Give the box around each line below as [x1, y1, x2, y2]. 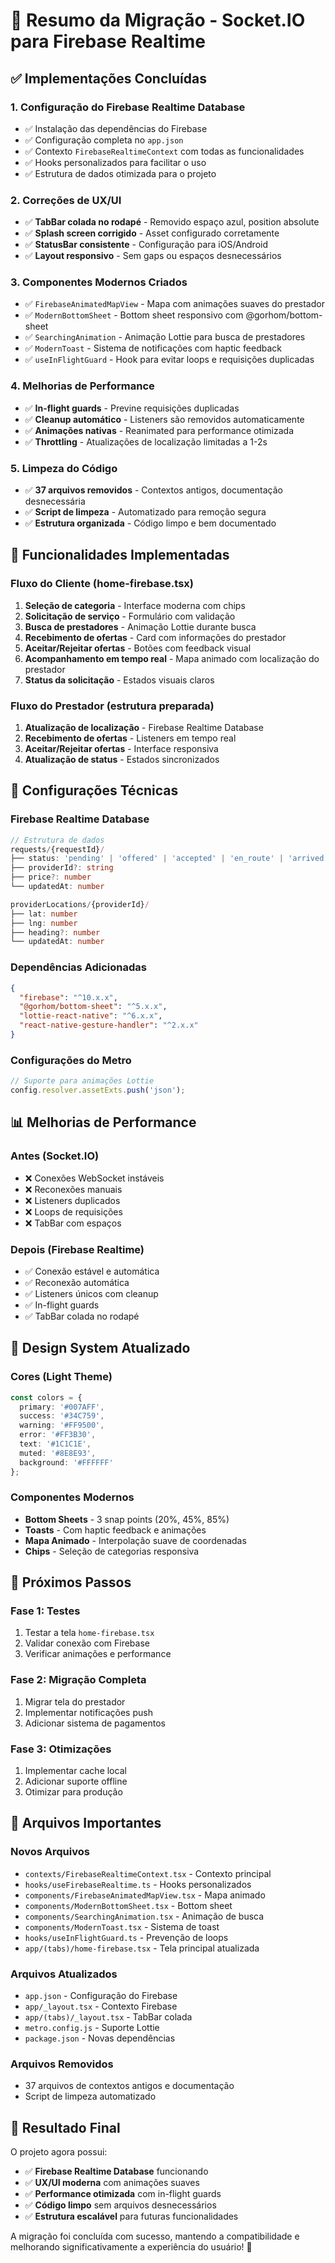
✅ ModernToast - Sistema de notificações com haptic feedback [24, 342, 282, 354]
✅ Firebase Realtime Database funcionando [24, 2165, 209, 2178]
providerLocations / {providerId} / [10, 899, 150, 909]
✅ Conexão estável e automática [24, 1265, 160, 1277]
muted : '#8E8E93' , [19, 1448, 97, 1458]
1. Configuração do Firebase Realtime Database [10, 100, 246, 114]
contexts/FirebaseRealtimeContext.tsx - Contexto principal [24, 1867, 272, 1879]
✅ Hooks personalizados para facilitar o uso [24, 156, 207, 168]
